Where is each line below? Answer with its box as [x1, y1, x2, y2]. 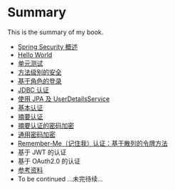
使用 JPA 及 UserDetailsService [17, 94, 110, 103]
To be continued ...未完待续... [17, 174, 103, 183]
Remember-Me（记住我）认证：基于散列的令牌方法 [17, 139, 169, 147]
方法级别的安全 [17, 68, 62, 76]
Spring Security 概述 [17, 42, 78, 51]
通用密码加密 [17, 130, 55, 139]
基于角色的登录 [17, 76, 62, 85]
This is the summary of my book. [7, 28, 104, 36]
